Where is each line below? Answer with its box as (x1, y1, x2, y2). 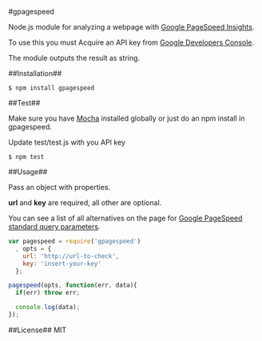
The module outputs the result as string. (8, 54, 141, 62)
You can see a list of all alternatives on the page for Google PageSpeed (8, 213, 243, 223)
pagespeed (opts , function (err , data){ (8, 281, 137, 290)
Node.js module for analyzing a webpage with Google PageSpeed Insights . (8, 22, 255, 31)
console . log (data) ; (15, 303, 81, 311)
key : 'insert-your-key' (22, 260, 102, 268)
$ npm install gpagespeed (8, 84, 94, 92)
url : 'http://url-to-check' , (22, 252, 120, 260)
